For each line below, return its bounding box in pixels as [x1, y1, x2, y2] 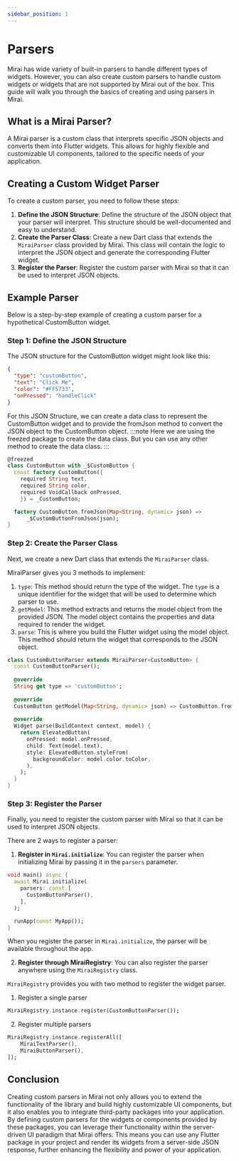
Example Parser [7, 291, 79, 303]
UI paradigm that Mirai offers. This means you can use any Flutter [27, 1130, 220, 1139]
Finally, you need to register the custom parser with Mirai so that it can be [7, 815, 223, 824]
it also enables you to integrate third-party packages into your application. [7, 1108, 225, 1116]
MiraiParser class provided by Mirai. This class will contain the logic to [17, 241, 225, 249]
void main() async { [7, 871, 69, 879]
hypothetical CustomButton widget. [7, 318, 112, 326]
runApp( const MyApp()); [14, 918, 84, 925]
